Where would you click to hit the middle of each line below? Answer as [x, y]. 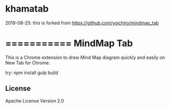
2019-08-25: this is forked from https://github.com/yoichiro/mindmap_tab [82, 23]
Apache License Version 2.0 [35, 101]
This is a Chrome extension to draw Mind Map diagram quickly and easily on [85, 57]
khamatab [27, 9]
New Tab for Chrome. [28, 63]
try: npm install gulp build [32, 72]
